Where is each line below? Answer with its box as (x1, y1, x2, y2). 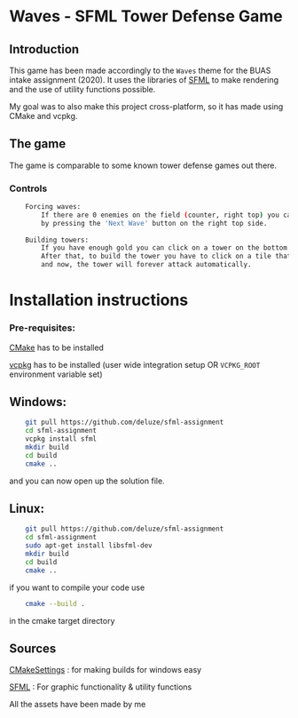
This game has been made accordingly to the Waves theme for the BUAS (9, 65, 271, 76)
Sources (9, 641, 57, 656)
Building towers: (25, 235, 90, 244)
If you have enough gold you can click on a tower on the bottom (41, 243, 288, 252)
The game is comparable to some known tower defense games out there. (9, 160, 278, 171)
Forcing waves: (25, 203, 82, 211)
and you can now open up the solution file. (9, 475, 166, 486)
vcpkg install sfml (25, 435, 98, 443)
